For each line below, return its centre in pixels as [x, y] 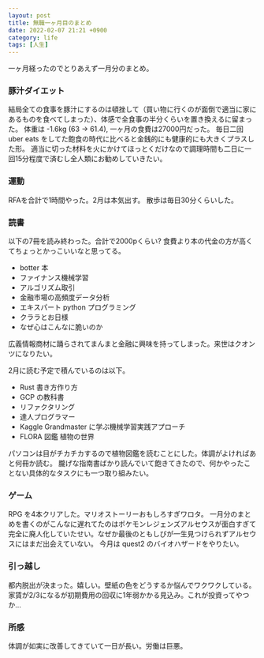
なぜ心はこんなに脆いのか [61, 327]
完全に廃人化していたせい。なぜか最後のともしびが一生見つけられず [119, 534]
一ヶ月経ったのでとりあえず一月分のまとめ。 [81, 69]
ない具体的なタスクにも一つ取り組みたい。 [84, 473]
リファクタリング [47, 407]
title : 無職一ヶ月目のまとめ [50, 23]
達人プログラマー [47, 417]
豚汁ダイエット [37, 91]
